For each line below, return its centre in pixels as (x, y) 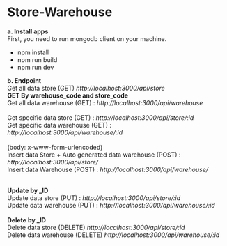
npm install (33, 52)
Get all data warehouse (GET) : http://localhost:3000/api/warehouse (105, 102)
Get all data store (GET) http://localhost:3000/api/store (86, 88)
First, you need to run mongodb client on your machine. (87, 38)
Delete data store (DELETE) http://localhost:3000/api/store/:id (96, 227)
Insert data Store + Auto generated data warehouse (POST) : (94, 155)
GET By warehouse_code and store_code (68, 95)
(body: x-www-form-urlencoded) (55, 147)
